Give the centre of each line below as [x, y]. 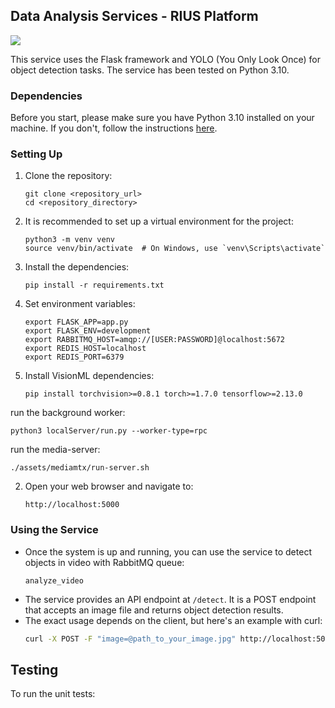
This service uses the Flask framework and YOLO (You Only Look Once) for [165, 59]
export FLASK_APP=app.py [76, 322]
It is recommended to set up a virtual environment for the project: [159, 221]
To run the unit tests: [53, 694]
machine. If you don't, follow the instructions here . [114, 128]
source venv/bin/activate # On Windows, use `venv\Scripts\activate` [175, 249]
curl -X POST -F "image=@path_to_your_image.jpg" [130, 639]
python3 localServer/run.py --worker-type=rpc [109, 431]
